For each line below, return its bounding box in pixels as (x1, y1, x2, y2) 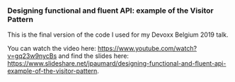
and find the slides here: (58, 52, 130, 60)
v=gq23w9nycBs (7, 52, 57, 60)
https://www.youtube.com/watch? (98, 45, 197, 53)
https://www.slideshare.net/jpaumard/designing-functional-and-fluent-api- (7, 59, 227, 68)
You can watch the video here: (7, 45, 97, 53)
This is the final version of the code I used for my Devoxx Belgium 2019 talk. (7, 30, 229, 39)
